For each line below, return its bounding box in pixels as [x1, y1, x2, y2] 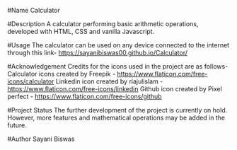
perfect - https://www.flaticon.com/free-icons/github [7, 92, 162, 100]
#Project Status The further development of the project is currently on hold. [7, 106, 228, 114]
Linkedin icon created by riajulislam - [55, 77, 163, 86]
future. [7, 121, 27, 129]
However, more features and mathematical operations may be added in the [7, 113, 226, 122]
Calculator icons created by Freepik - [7, 70, 116, 78]
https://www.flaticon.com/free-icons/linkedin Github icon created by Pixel [7, 85, 223, 93]
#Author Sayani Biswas [7, 134, 75, 143]
